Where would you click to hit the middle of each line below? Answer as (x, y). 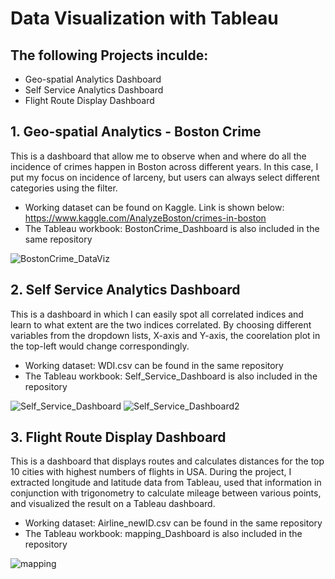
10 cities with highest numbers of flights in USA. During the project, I (151, 472)
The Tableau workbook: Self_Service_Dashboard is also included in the (171, 376)
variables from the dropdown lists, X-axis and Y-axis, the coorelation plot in (165, 335)
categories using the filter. (64, 188)
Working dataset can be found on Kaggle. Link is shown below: (154, 207)
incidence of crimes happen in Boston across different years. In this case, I (164, 166)
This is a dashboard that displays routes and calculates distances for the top (167, 461)
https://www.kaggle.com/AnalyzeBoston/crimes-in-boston (145, 218)
